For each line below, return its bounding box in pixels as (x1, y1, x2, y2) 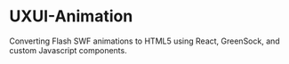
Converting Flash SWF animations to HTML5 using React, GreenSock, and (9, 36, 280, 46)
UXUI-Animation (9, 6, 133, 27)
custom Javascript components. (9, 44, 127, 55)
